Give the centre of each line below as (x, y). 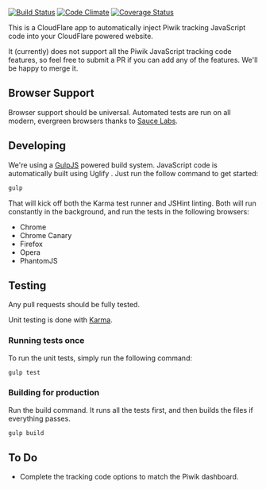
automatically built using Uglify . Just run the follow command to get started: (133, 173)
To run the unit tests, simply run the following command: (100, 358)
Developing (37, 146)
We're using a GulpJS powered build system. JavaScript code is (113, 165)
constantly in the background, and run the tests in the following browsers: (129, 211)
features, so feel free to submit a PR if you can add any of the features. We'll (133, 60)
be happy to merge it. (43, 68)
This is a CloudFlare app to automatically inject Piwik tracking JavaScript (127, 27)
